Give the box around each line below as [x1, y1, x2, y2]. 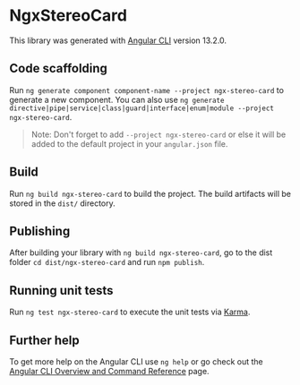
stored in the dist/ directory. [9, 198, 116, 209]
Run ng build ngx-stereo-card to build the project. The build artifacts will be [9, 188, 292, 199]
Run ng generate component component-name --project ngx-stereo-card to [9, 84, 285, 95]
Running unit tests [9, 283, 114, 298]
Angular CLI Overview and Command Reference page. [9, 366, 210, 376]
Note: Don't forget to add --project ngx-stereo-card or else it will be [30, 129, 287, 140]
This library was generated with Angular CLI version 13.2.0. [9, 35, 227, 46]
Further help [9, 332, 81, 347]
